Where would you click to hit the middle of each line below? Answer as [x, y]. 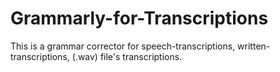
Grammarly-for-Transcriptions [139, 18]
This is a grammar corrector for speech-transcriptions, [123, 46]
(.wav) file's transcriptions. [127, 56]
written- [254, 46]
